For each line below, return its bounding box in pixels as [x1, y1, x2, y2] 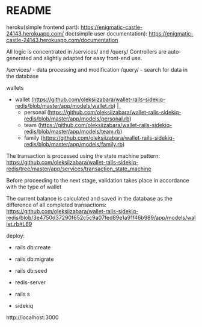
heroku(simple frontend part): [6, 23, 80, 31]
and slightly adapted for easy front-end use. [32, 54, 142, 61]
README [6, 4, 52, 17]
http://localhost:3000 [6, 314, 59, 321]
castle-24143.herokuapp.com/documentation [6, 36, 118, 43]
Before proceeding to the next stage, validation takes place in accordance [6, 176, 189, 184]
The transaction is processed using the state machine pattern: [6, 152, 161, 160]
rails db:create [14, 243, 51, 251]
